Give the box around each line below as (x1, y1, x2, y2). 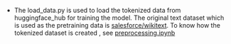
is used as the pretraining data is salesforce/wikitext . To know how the (14, 21, 220, 29)
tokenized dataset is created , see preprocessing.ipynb (14, 28, 176, 37)
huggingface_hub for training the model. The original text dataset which (14, 13, 225, 22)
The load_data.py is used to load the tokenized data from (14, 6, 181, 14)
